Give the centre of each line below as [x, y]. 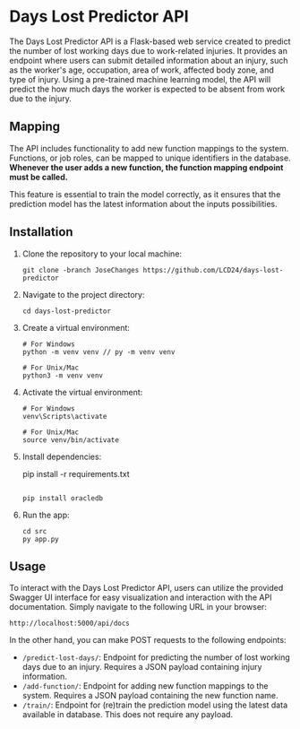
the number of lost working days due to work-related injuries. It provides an [149, 50]
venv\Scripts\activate [64, 416]
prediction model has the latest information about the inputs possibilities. [143, 204]
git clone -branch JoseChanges [81, 270]
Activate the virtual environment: [82, 392]
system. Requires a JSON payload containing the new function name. [150, 696]
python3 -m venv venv [62, 375]
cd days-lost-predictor [67, 311]
